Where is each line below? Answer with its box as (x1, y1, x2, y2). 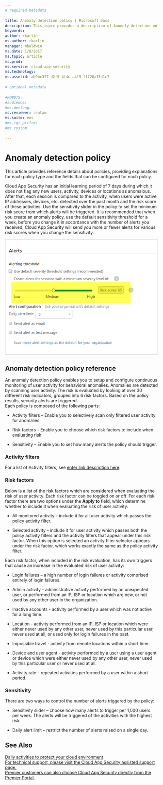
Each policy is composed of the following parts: (5, 403, 100, 409)
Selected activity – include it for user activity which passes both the (12, 527, 147, 533)
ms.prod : (5, 59, 23, 64)
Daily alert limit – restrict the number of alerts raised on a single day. (12, 727, 148, 733)
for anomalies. (12, 418, 41, 424)
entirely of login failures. (12, 577, 61, 583)
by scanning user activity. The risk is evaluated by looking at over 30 (5, 388, 142, 393)
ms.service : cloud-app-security (5, 64, 70, 69)
